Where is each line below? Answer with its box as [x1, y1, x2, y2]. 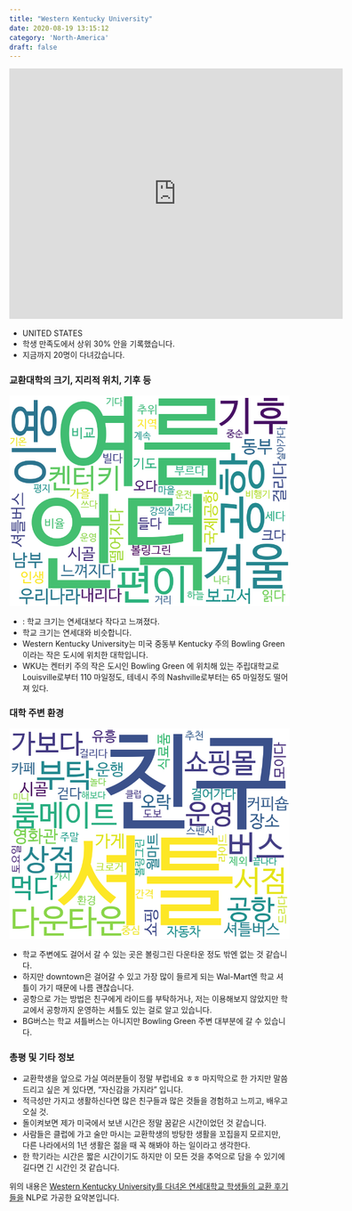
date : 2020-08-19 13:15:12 [9, 23, 109, 33]
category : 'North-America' [9, 33, 109, 42]
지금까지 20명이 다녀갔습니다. [21, 350, 125, 361]
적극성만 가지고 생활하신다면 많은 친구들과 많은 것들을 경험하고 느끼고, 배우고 [21, 1095, 289, 1106]
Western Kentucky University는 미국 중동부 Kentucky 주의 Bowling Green [21, 638, 285, 649]
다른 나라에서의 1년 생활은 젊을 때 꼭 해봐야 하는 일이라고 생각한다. [21, 1140, 251, 1150]
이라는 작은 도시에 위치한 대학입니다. [21, 649, 148, 660]
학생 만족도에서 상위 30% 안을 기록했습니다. [21, 338, 175, 349]
